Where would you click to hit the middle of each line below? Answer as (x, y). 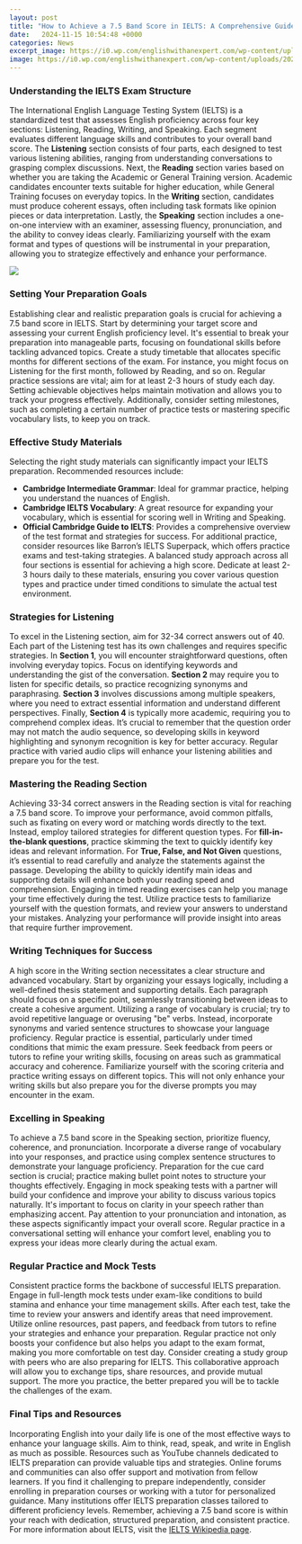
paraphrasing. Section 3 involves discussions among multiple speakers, (142, 694)
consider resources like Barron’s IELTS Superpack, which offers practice (156, 546)
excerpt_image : (38, 51)
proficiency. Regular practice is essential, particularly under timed (131, 1037)
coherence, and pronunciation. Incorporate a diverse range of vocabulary (145, 1147)
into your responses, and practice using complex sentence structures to (142, 1157)
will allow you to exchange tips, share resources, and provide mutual (136, 1371)
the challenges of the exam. (61, 1391)
